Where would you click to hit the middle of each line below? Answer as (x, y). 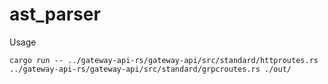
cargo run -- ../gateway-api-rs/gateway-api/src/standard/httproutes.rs (164, 60)
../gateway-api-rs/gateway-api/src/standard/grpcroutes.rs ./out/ (150, 69)
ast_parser (55, 14)
